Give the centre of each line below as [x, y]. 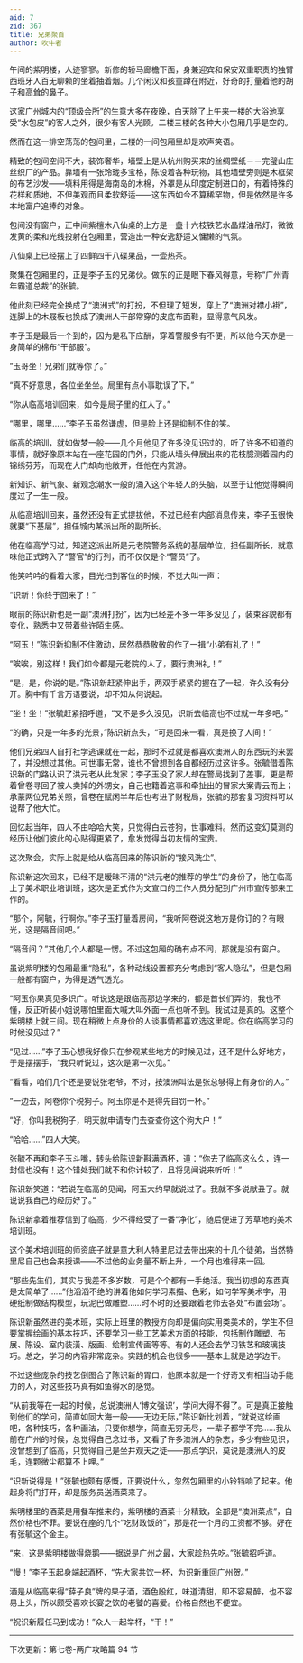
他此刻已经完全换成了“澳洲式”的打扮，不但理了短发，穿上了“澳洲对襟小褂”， [151, 305]
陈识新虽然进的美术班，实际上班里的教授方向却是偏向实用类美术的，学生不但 [151, 1322]
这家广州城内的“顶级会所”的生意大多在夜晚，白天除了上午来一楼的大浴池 [143, 111]
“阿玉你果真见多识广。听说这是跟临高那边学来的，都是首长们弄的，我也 [142, 998]
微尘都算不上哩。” [72, 1462]
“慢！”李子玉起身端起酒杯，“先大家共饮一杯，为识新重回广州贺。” [129, 1572]
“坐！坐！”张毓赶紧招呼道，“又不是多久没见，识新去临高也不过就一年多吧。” [149, 713]
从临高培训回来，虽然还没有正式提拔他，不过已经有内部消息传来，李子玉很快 [151, 515]
